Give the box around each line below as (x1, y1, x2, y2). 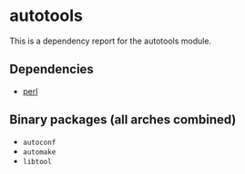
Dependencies (9, 62, 94, 77)
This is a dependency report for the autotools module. (9, 35, 212, 46)
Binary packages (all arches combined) (9, 112, 237, 128)
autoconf (22, 138, 56, 147)
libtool (22, 157, 52, 166)
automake (22, 147, 56, 157)
